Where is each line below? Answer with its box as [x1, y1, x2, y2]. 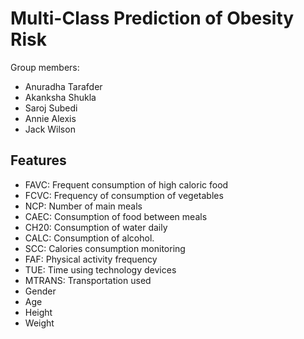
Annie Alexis [24, 112, 77, 124]
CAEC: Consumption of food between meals [24, 210, 208, 222]
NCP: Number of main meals [24, 200, 143, 212]
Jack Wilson [24, 123, 76, 135]
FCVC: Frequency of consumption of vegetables [24, 189, 224, 201]
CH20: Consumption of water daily [24, 221, 168, 233]
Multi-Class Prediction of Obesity [10, 7, 295, 30]
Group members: [10, 61, 80, 73]
